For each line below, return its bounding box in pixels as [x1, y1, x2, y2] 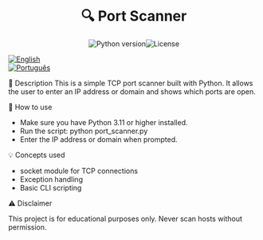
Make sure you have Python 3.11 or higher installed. [19, 117, 188, 127]
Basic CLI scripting [19, 183, 82, 192]
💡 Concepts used [8, 150, 65, 159]
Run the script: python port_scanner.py [19, 126, 148, 136]
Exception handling [19, 174, 84, 184]
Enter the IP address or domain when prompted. [19, 134, 178, 144]
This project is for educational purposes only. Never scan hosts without [8, 214, 243, 223]
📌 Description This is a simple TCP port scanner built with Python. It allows [8, 78, 253, 88]
